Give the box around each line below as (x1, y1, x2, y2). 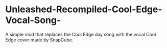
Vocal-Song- (5, 14, 61, 26)
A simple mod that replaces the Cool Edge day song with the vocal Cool (5, 31, 156, 37)
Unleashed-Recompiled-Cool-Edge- (5, 4, 162, 15)
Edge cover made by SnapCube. (5, 37, 74, 43)
